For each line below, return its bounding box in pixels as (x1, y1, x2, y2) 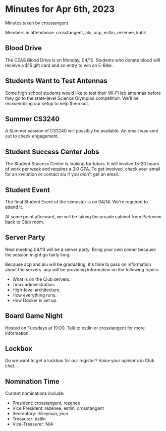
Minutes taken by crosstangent (5, 20, 68, 26)
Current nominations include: (5, 390, 64, 396)
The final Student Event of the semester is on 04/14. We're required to (5, 199, 148, 204)
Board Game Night (5, 311, 63, 320)
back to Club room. (5, 219, 45, 225)
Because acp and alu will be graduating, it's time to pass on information (5, 261, 151, 267)
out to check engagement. (5, 133, 59, 139)
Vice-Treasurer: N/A (12, 421, 54, 427)
